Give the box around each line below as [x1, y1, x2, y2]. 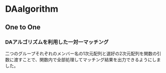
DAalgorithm [5, 3, 58, 15]
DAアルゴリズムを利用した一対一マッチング [5, 38, 109, 45]
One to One [5, 23, 41, 31]
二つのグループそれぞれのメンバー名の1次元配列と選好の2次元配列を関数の [5, 50, 157, 56]
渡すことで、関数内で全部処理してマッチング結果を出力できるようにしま [13, 56, 161, 62]
